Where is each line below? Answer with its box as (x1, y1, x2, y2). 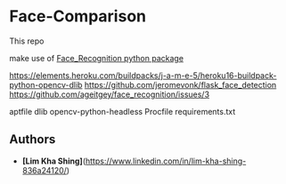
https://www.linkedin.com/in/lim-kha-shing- (85, 156, 247, 166)
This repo (9, 36, 45, 46)
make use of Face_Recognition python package (9, 52, 184, 63)
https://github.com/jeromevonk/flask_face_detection (84, 79, 277, 90)
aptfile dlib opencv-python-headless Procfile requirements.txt (9, 106, 236, 116)
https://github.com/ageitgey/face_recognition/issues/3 (9, 89, 210, 100)
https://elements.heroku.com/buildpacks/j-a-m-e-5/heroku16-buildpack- (9, 69, 277, 81)
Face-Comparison (9, 6, 147, 27)
